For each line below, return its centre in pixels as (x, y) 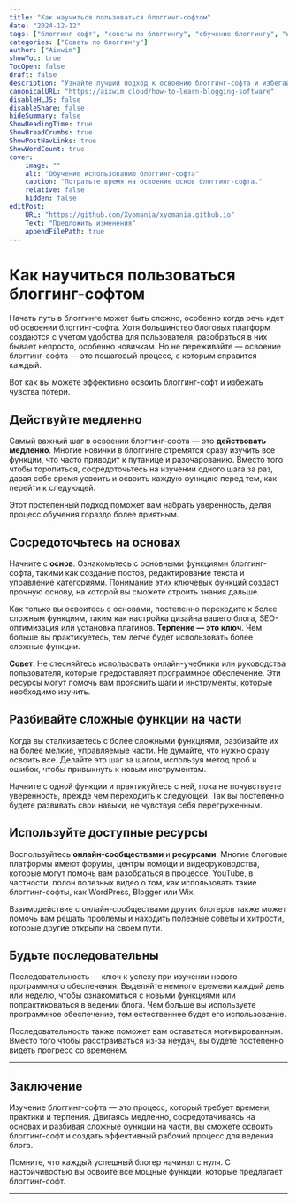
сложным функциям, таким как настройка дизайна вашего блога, (133, 618)
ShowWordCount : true (47, 149)
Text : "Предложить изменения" (81, 223)
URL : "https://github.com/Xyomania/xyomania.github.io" (130, 215)
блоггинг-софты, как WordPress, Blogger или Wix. (103, 892)
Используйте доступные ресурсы (108, 833)
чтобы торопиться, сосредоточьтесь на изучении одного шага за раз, (141, 469)
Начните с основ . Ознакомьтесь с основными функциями (119, 563)
